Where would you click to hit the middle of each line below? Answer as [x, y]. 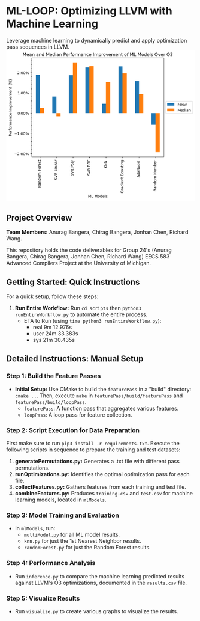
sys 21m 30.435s [54, 340]
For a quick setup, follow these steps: [52, 296]
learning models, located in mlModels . [60, 500]
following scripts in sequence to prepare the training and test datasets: [93, 450]
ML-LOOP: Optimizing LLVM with [89, 11]
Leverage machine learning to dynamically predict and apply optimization [97, 40]
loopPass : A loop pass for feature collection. [78, 415]
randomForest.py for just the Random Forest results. [87, 548]
